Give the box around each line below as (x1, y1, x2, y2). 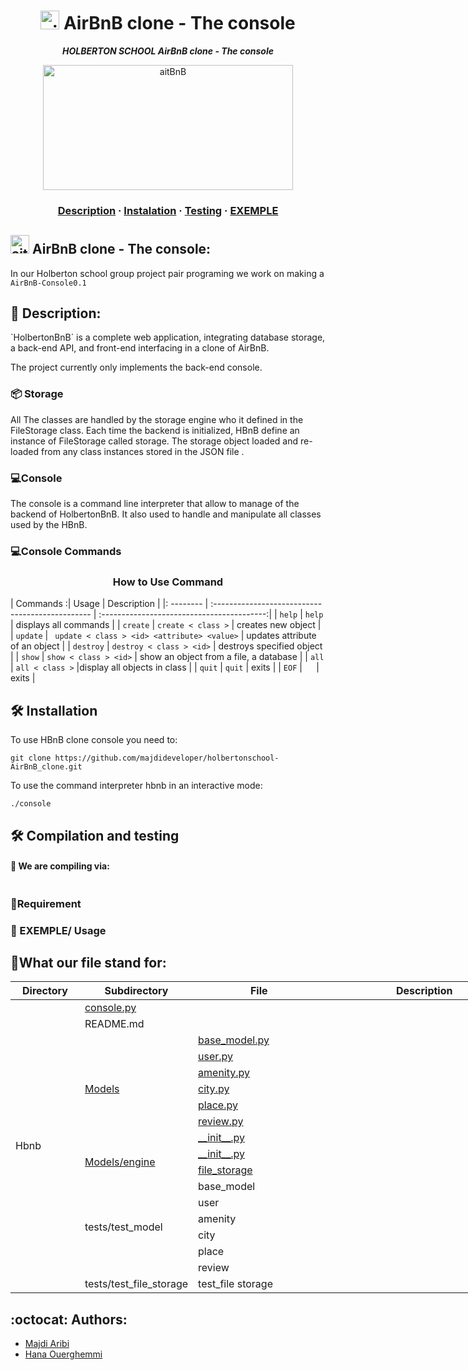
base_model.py (198, 1033, 270, 1047)
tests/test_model (84, 1220, 163, 1234)
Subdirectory (104, 984, 169, 998)
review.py (198, 1115, 244, 1129)
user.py (198, 1050, 234, 1064)
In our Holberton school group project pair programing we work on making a (10, 267, 325, 279)
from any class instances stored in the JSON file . (41, 445, 245, 457)
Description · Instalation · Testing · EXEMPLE (57, 203, 279, 217)
